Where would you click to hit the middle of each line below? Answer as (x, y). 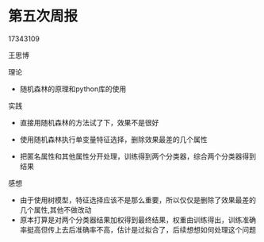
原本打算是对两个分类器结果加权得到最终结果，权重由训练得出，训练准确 (138, 220)
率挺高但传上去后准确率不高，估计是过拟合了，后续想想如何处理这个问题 (138, 229)
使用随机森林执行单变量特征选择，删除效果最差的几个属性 (113, 139)
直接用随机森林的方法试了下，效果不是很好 (89, 122)
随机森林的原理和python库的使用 (73, 89)
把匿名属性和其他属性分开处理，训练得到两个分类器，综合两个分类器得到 (138, 156)
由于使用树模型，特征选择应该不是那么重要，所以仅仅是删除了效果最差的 (138, 200)
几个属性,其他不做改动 (55, 209)
